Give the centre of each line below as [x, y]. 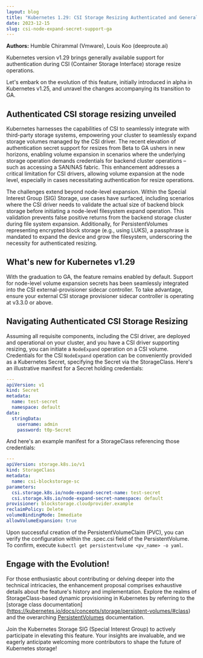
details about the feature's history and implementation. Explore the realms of [101, 591]
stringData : [27, 419]
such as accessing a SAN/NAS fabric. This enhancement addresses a [93, 168]
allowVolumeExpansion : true [42, 521]
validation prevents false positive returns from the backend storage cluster [99, 218]
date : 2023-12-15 [28, 23]
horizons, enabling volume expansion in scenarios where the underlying [96, 154]
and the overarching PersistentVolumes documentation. [76, 617]
